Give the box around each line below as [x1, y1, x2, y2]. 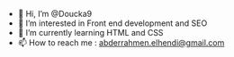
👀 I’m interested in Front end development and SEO [17, 18, 208, 28]
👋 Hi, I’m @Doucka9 [17, 9, 93, 19]
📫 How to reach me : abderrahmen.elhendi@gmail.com [17, 37, 225, 48]
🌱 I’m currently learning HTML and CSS [17, 28, 164, 37]
